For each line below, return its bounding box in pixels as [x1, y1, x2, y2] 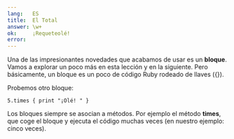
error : [7, 36, 27, 43]
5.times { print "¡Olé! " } [7, 97, 90, 105]
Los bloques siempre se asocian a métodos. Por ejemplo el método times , [7, 110, 221, 118]
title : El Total [7, 17, 58, 24]
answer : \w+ [7, 23, 42, 30]
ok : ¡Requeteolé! [7, 29, 71, 37]
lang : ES [7, 10, 39, 17]
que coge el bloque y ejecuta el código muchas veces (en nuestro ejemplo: [7, 117, 224, 126]
